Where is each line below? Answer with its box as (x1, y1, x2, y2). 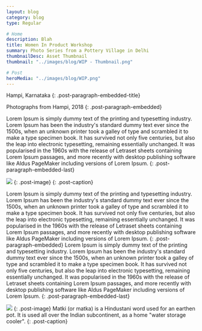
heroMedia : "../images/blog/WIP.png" (6, 75, 101, 81)
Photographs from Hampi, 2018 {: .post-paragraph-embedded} (6, 104, 162, 111)
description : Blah (6, 37, 52, 43)
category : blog (6, 14, 44, 20)
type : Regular (6, 20, 42, 26)
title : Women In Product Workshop (6, 42, 93, 48)
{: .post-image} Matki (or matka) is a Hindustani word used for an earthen (13, 305, 195, 312)
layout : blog (6, 8, 39, 15)
